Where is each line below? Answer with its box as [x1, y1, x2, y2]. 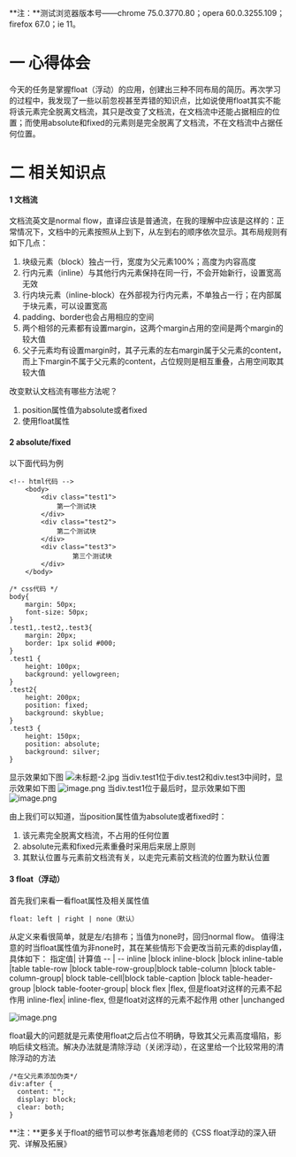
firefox [9, 19, 34, 29]
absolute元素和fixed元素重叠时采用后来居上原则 [21, 841, 196, 851]
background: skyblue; [25, 708, 104, 718]
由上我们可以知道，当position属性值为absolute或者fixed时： [9, 811, 227, 821]
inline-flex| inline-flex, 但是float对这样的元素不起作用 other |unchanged [26, 994, 285, 1005]
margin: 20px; [25, 631, 77, 640]
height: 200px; [25, 693, 81, 702]
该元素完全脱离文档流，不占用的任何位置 [21, 829, 170, 840]
